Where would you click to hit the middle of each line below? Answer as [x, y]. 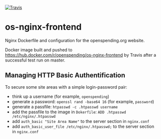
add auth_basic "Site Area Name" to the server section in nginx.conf [81, 121]
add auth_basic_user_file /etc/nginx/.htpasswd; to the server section [83, 126]
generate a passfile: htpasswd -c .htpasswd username [65, 107]
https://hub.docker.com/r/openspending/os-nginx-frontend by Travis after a [80, 55]
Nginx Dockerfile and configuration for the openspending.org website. [75, 40]
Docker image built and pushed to [39, 50]
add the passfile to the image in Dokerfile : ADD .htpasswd [69, 112]
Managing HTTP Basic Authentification [65, 75]
